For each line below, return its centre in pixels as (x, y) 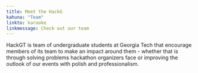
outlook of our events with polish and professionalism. (72, 64)
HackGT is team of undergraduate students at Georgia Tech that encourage (99, 45)
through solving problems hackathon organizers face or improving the (92, 58)
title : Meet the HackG (34, 12)
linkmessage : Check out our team (48, 28)
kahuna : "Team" (25, 17)
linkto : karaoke (26, 23)
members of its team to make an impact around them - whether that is (92, 52)
